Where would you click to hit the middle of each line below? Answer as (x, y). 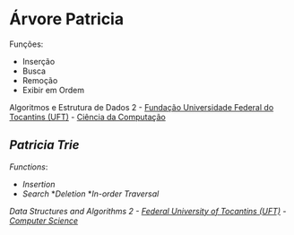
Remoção (40, 80)
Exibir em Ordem (53, 90)
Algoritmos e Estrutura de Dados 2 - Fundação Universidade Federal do (142, 107)
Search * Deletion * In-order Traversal (91, 194)
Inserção (39, 61)
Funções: (26, 44)
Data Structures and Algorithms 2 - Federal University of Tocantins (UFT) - (148, 211)
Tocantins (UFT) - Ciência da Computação (87, 117)
